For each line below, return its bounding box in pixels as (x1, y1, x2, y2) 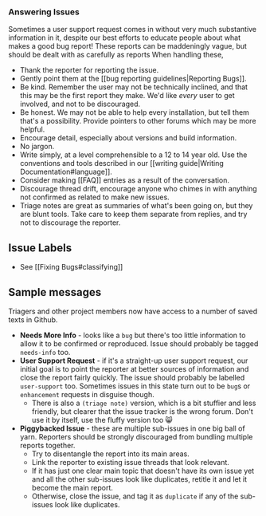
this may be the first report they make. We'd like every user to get (19, 91, 235, 100)
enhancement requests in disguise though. (19, 389, 155, 399)
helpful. (19, 124, 45, 134)
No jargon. (19, 142, 55, 152)
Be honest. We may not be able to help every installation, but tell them (19, 108, 249, 117)
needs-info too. (19, 347, 71, 356)
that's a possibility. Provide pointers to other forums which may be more (19, 116, 256, 126)
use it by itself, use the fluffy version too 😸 (31, 415, 173, 424)
